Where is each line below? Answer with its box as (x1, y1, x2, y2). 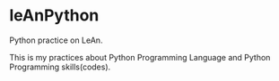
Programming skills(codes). (9, 61, 111, 72)
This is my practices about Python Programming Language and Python (9, 52, 271, 62)
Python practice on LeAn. (9, 35, 103, 45)
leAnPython (9, 5, 100, 26)
